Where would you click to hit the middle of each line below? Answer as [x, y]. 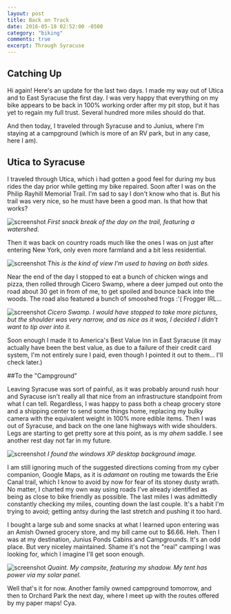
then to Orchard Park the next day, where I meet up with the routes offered [113, 595]
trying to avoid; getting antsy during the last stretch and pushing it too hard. [114, 511]
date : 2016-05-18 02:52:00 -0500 [55, 26]
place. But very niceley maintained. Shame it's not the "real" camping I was [114, 546]
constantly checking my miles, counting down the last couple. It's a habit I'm [116, 504]
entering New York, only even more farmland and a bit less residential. [107, 250]
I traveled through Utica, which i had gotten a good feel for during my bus [111, 179]
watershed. [23, 229]
